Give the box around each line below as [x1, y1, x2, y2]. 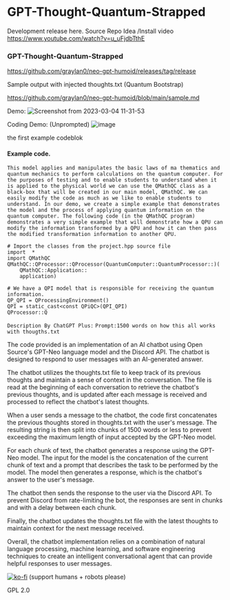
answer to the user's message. [7, 475, 95, 484]
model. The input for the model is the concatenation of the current [20, 453, 209, 462]
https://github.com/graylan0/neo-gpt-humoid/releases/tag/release [7, 67, 196, 76]
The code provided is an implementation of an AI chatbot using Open [7, 341, 203, 349]
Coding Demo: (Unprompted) [7, 120, 90, 129]
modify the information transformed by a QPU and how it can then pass [7, 225, 217, 232]
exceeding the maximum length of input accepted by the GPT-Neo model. [7, 433, 217, 441]
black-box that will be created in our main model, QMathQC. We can [7, 189, 208, 196]
